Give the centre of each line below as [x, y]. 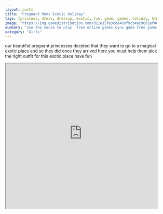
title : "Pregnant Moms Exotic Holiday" [45, 14]
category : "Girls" [23, 32]
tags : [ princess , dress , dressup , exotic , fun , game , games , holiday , [77, 18]
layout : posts [19, 9]
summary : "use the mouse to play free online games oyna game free [75, 28]
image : [12, 23]
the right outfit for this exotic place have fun [48, 56]
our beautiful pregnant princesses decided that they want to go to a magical [81, 46]
